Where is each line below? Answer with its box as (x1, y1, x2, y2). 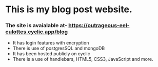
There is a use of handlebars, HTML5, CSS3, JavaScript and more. (12, 56, 154, 62)
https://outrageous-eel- (68, 22, 130, 29)
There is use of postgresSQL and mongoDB (12, 45, 105, 52)
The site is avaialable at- (5, 22, 68, 29)
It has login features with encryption (12, 40, 89, 46)
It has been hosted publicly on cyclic (12, 51, 91, 57)
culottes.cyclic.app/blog (5, 28, 68, 35)
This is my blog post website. (5, 4, 132, 15)
